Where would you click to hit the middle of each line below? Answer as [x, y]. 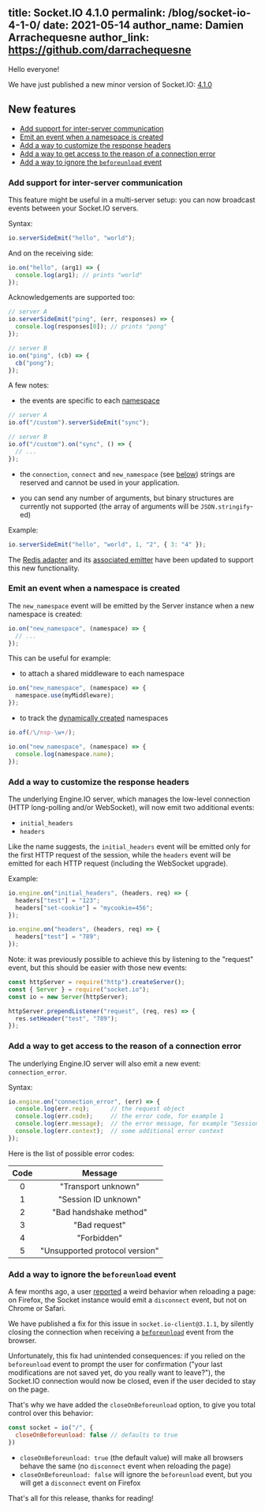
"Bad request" [100, 1225]
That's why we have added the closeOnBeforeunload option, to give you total [132, 1405]
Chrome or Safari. [37, 1308]
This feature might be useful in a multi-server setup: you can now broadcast [132, 199]
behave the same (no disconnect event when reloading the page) [125, 1466]
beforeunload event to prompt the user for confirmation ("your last [116, 1365]
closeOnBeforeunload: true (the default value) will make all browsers [131, 1457]
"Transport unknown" [100, 1186]
